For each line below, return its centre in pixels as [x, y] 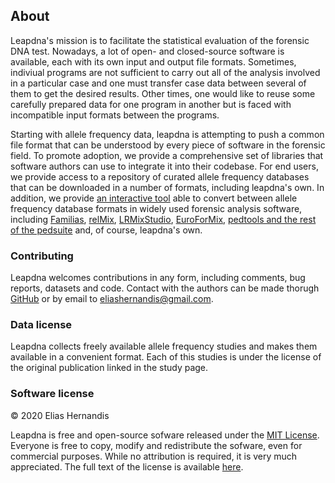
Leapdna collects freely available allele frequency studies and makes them [164, 346]
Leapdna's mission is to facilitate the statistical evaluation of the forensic [160, 40]
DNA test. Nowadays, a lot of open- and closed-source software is [147, 51]
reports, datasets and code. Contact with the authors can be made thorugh [165, 288]
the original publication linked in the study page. [109, 368]
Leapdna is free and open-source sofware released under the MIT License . [165, 435]
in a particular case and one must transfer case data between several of [158, 83]
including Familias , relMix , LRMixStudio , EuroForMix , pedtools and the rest [163, 219]
